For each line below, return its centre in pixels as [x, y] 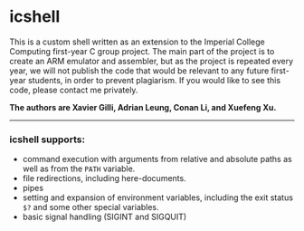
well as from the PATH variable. [79, 168]
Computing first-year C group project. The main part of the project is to [142, 51]
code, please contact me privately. [74, 90]
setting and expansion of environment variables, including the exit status [158, 197]
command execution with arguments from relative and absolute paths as [157, 159]
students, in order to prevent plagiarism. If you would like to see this [154, 80]
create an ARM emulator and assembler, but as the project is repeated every [152, 61]
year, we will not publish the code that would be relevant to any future [139, 71]
